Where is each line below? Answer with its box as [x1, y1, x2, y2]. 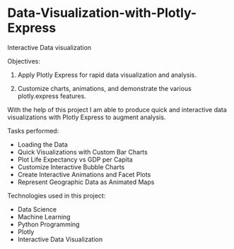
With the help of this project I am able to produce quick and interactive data [7, 105, 228, 114]
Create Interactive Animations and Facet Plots [17, 170, 151, 178]
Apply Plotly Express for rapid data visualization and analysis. [17, 71, 197, 79]
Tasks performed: [7, 126, 59, 135]
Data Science [17, 205, 57, 213]
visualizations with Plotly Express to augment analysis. [7, 113, 166, 121]
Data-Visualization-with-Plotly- [7, 5, 197, 21]
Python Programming [17, 220, 80, 229]
